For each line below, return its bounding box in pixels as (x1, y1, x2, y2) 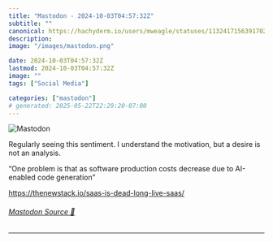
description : (8, 34, 53, 43)
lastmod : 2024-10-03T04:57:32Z (8, 64, 115, 73)
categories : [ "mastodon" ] (8, 94, 96, 102)
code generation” (37, 172, 96, 183)
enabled (8, 172, 36, 183)
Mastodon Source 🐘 (8, 206, 76, 216)
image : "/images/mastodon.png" (8, 42, 115, 50)
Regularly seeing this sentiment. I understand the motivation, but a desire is (8, 140, 261, 149)
